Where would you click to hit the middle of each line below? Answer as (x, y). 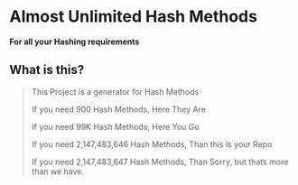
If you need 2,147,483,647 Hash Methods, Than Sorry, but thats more (160, 162)
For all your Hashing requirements (74, 42)
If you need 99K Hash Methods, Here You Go (116, 126)
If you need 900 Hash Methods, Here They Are (118, 109)
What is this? (47, 70)
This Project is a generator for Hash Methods (115, 91)
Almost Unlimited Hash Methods (133, 17)
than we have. (57, 171)
